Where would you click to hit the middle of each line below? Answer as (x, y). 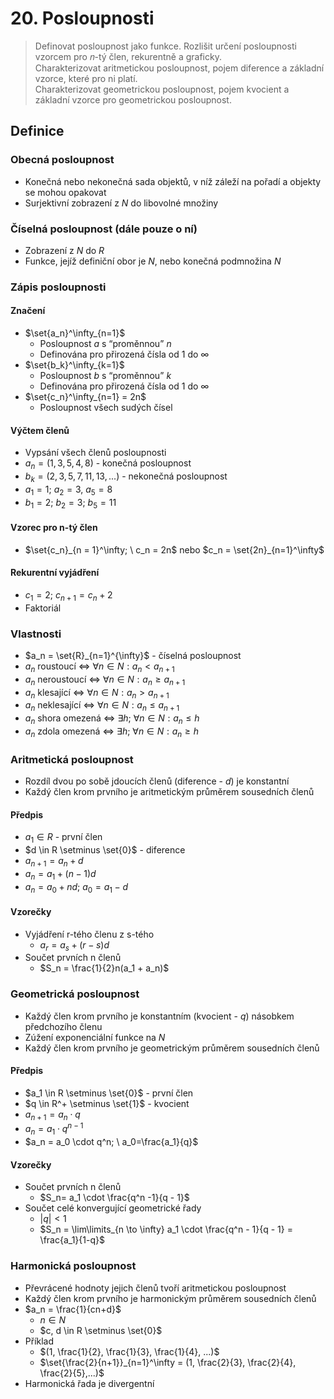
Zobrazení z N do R (64, 250)
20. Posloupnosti (82, 18)
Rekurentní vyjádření (55, 573)
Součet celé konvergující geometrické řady (113, 1208)
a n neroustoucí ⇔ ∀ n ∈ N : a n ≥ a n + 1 (105, 680)
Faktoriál (43, 608)
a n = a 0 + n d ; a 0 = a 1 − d (76, 887)
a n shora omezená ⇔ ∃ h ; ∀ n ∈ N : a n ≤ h (112, 719)
